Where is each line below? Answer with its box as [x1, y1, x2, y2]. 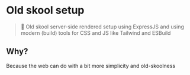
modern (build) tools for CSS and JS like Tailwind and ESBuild [20, 29, 171, 36]
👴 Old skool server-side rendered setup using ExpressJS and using [20, 23, 185, 30]
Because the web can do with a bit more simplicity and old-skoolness [6, 62, 176, 69]
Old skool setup [6, 4, 85, 17]
